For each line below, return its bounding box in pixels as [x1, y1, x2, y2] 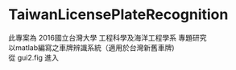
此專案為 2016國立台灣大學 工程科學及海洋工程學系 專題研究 [8, 33, 207, 42]
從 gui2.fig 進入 [8, 52, 59, 62]
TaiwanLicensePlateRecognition [8, 6, 229, 24]
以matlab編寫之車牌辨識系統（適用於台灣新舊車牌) [8, 42, 175, 52]
